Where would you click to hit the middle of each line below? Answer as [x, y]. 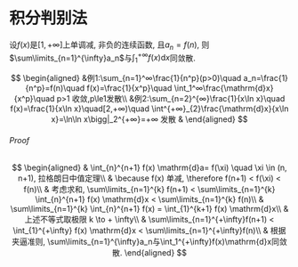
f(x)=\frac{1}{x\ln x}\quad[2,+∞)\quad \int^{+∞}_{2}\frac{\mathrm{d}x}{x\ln [149, 109]
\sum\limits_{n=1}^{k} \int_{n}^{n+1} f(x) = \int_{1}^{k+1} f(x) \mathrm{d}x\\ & [149, 209]
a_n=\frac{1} [266, 78]
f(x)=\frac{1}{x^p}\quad [129, 88]
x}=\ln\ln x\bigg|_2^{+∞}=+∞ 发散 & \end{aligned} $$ [149, 119]
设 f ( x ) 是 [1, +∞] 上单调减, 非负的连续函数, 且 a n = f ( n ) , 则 [109, 45]
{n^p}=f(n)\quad [55, 88]
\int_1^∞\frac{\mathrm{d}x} [224, 88]
